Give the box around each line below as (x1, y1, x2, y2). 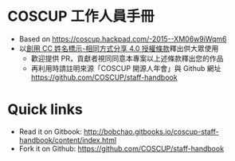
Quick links (7, 100, 83, 119)
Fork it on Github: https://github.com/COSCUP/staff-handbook (18, 143, 225, 153)
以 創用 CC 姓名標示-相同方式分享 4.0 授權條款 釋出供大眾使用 (18, 43, 219, 53)
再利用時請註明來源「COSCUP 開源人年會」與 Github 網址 (30, 63, 221, 73)
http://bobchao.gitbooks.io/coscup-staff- (84, 127, 220, 136)
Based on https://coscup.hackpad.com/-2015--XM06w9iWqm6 (18, 33, 227, 44)
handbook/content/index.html (18, 135, 117, 144)
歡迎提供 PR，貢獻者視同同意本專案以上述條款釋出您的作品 (30, 53, 224, 63)
